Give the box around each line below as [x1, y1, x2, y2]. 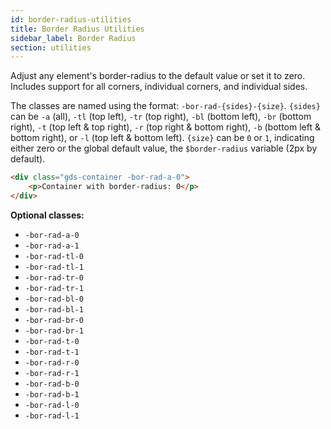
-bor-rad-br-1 [24, 326, 84, 336]
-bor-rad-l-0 [24, 400, 80, 410]
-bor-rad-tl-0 [24, 251, 84, 261]
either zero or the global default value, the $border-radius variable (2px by [10, 142, 318, 155]
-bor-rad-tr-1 [24, 283, 84, 293]
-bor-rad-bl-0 [24, 294, 84, 304]
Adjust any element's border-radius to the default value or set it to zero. [10, 70, 306, 82]
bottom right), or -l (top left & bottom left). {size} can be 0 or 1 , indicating [10, 132, 315, 144]
